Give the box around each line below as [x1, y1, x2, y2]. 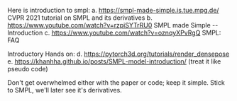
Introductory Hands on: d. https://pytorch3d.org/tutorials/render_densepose [7, 49, 230, 58]
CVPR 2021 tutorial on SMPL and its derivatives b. [7, 13, 153, 22]
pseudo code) [7, 65, 48, 73]
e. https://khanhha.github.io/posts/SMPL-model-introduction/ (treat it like [7, 57, 221, 66]
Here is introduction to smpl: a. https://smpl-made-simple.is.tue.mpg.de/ [7, 6, 219, 14]
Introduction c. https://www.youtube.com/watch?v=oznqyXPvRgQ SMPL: [7, 28, 221, 37]
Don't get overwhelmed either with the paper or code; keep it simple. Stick [7, 78, 225, 87]
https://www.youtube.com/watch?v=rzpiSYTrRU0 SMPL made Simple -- [7, 21, 219, 29]
